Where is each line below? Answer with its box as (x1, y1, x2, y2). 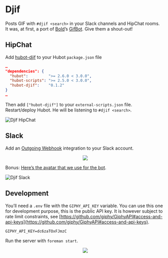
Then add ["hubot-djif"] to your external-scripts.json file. (5, 101, 132, 107)
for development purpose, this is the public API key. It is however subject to (5, 208, 163, 214)
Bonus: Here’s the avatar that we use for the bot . (5, 164, 107, 170)
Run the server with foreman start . (5, 238, 79, 244)
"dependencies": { (5, 69, 44, 74)
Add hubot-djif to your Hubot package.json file (5, 54, 102, 60)
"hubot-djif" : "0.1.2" (10, 83, 65, 88)
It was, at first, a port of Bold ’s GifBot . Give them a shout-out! (5, 25, 133, 32)
